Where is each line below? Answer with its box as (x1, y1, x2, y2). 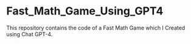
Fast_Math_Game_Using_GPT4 (6, 4, 164, 18)
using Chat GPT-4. (6, 30, 53, 37)
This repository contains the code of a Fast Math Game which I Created (6, 24, 186, 31)
